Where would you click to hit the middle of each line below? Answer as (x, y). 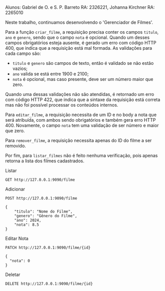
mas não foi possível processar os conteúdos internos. (62, 105)
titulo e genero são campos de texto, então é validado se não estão (83, 63)
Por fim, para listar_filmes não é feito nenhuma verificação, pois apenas (81, 156)
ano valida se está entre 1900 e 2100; (50, 74)
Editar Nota (17, 238)
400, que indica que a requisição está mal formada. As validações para (79, 48)
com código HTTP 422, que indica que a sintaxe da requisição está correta (83, 100)
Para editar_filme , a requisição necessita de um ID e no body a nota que (81, 115)
